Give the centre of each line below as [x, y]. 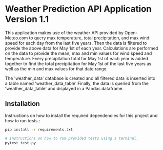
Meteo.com [17, 38]
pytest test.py [20, 143]
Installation [22, 104]
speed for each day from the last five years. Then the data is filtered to [76, 43]
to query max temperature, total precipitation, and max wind [89, 38]
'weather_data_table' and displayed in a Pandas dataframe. [64, 88]
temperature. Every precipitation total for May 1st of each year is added [77, 58]
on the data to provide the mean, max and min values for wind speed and [79, 53]
